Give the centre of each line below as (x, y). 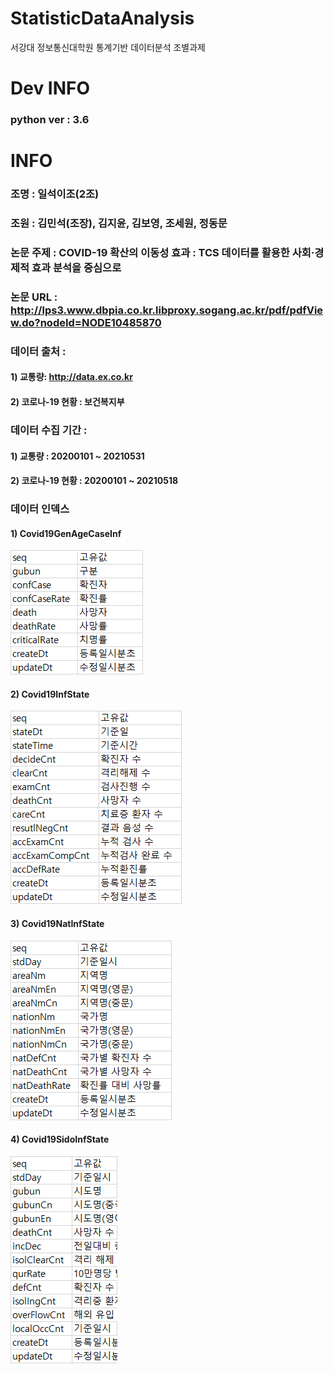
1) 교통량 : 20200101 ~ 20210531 (77, 456)
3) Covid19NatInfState (57, 924)
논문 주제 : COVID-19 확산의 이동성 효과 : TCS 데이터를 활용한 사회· (162, 252)
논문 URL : (34, 297)
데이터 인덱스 (40, 509)
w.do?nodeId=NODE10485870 (86, 322)
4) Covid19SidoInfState (60, 1139)
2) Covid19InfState (50, 694)
